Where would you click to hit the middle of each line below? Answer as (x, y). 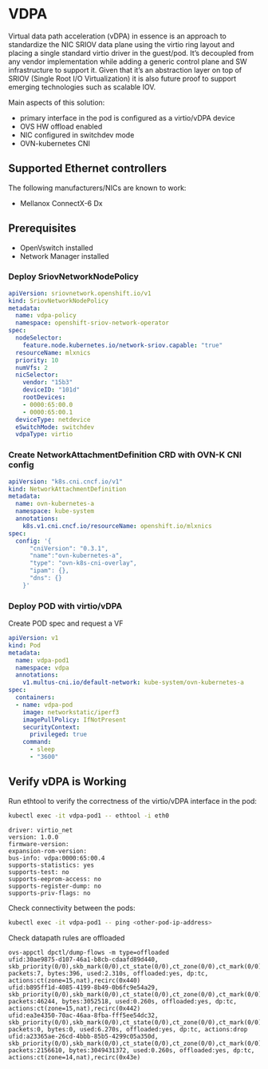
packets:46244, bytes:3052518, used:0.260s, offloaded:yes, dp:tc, (123, 1001)
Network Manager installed (64, 256)
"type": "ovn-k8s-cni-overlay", (83, 563)
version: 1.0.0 (33, 837)
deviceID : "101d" (51, 390)
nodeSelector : (39, 338)
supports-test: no (39, 872)
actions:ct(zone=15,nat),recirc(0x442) (75, 1008)
